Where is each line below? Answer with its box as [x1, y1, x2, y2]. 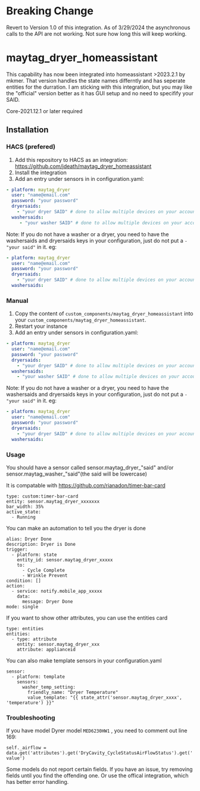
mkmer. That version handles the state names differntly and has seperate [6, 77, 186, 84]
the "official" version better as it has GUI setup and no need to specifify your [6, 89, 194, 96]
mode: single [6, 604, 39, 609]
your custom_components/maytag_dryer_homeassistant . [14, 317, 147, 324]
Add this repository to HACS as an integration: [14, 156, 128, 163]
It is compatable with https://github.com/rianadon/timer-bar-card [6, 482, 165, 489]
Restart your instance [14, 323, 68, 330]
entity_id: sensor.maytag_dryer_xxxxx [17, 556, 113, 563]
